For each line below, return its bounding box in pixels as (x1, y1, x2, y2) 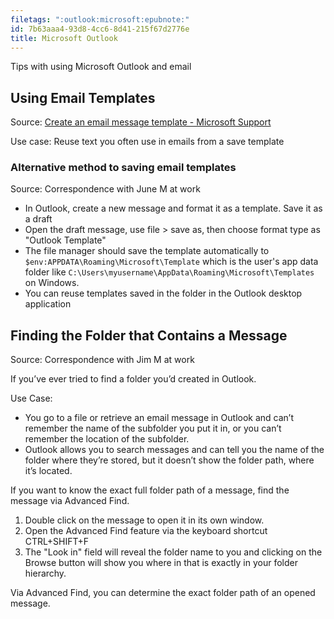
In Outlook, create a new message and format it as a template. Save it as (24, 202, 323, 215)
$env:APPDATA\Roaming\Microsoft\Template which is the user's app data (24, 256, 319, 268)
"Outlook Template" (24, 234, 107, 246)
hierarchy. (24, 567, 67, 580)
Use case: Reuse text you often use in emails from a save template (10, 136, 285, 148)
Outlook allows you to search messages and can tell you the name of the (24, 444, 325, 456)
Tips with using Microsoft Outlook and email (10, 61, 192, 73)
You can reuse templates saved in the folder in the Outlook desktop (24, 287, 303, 300)
